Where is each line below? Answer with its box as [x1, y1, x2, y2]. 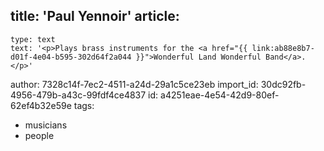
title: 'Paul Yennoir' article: [10, 8, 180, 25]
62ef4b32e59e [10, 99, 72, 111]
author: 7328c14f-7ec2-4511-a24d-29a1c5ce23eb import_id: [10, 78, 259, 90]
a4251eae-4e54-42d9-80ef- [160, 89, 280, 101]
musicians [24, 119, 68, 131]
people [24, 129, 55, 141]
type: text [10, 34, 56, 44]
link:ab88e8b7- [251, 43, 315, 53]
